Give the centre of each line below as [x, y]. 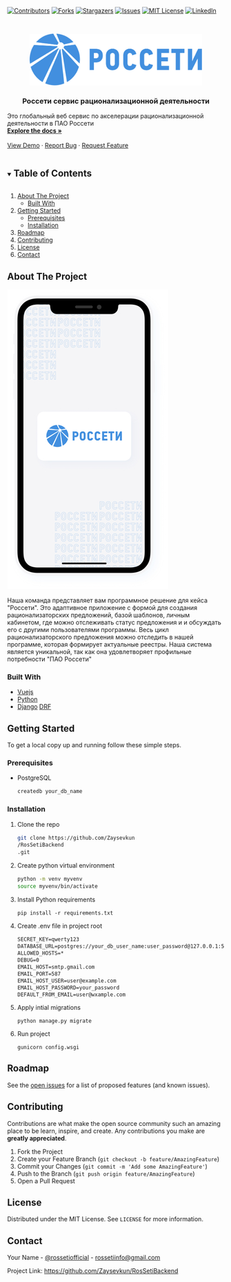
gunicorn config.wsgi [48, 1047]
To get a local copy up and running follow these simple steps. [94, 745]
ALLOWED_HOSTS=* [40, 953]
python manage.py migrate [54, 1021]
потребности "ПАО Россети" [49, 659]
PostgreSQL [34, 778]
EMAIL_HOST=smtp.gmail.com [56, 967]
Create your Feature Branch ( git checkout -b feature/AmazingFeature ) [118, 1159]
